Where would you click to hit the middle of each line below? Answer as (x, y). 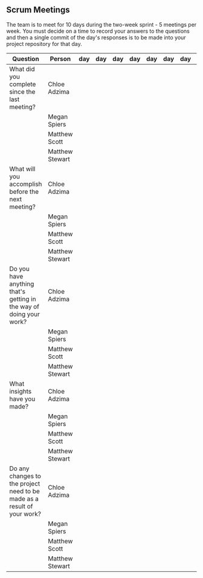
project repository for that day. (44, 44)
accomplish (26, 184)
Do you (20, 269)
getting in (23, 299)
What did (22, 69)
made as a (24, 499)
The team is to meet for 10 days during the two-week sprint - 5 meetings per (101, 24)
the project (25, 484)
